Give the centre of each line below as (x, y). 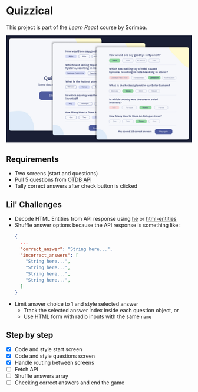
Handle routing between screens (54, 362)
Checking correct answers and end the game (70, 383)
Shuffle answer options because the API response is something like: (97, 225)
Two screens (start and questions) (56, 174)
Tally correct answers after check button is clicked (76, 186)
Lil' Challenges (34, 205)
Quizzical (30, 11)
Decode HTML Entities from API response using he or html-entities (95, 218)
